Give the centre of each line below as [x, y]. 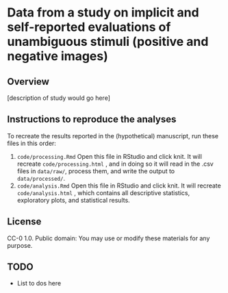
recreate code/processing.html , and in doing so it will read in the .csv [115, 164]
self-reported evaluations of [89, 27]
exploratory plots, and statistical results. [73, 200]
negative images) [58, 56]
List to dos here [39, 283]
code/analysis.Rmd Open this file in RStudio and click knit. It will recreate [119, 186]
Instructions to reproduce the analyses [92, 119]
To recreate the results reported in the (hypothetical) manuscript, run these [113, 136]
